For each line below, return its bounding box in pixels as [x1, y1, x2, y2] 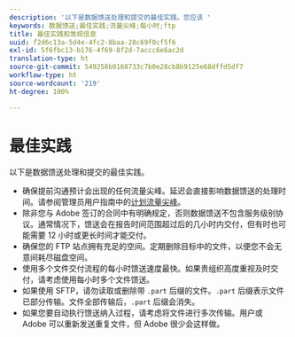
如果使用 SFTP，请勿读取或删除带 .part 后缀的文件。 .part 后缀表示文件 [21, 286, 285, 296]
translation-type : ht [9, 54, 89, 63]
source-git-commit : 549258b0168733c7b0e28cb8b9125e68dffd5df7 [9, 63, 244, 72]
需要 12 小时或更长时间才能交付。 [29, 230, 151, 240]
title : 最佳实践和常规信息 [9, 29, 97, 38]
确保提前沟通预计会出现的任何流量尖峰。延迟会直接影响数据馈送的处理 [21, 185, 279, 196]
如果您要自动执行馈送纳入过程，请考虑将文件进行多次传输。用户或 [21, 308, 263, 318]
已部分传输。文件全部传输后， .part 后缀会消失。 [21, 296, 200, 307]
